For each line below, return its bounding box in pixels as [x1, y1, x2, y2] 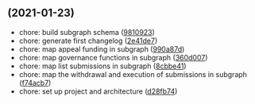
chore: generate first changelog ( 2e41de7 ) [18, 36, 158, 45]
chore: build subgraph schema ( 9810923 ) [18, 27, 156, 37]
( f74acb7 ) [18, 78, 52, 87]
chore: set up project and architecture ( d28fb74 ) [18, 87, 178, 96]
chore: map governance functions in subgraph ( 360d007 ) [18, 52, 208, 62]
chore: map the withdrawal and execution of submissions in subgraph [18, 69, 248, 79]
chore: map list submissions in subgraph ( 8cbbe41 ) [18, 61, 187, 71]
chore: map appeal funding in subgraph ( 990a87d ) [18, 44, 185, 54]
